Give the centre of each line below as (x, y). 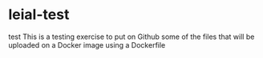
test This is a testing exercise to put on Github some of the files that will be (131, 37)
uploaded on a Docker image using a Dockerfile (87, 44)
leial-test (39, 15)
